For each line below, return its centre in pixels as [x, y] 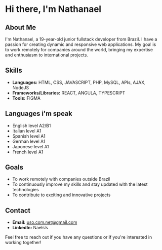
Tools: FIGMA [26, 98]
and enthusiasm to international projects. [47, 55]
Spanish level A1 [29, 136]
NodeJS [20, 87]
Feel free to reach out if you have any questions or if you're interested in [79, 237]
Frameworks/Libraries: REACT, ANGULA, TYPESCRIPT [69, 93]
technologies [25, 190]
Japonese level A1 [31, 146]
